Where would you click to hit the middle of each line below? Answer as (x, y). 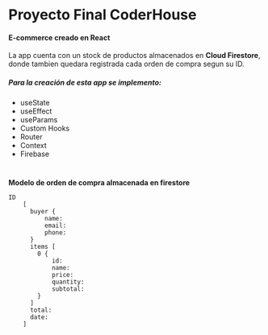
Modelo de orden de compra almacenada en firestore (99, 182)
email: (55, 225)
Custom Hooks (45, 128)
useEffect (36, 111)
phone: (55, 232)
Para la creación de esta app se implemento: (85, 82)
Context (33, 146)
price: (63, 275)
